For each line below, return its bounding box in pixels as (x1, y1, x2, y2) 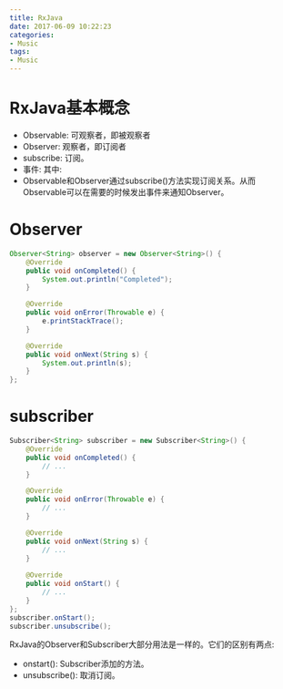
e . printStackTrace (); (42, 316, 125, 325)
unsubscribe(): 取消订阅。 (22, 670, 120, 681)
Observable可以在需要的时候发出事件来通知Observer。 (22, 186, 229, 197)
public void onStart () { (25, 580, 120, 589)
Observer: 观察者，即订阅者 (22, 140, 127, 151)
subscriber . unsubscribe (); (9, 622, 112, 631)
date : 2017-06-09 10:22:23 (9, 22, 112, 31)
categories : (9, 30, 55, 39)
